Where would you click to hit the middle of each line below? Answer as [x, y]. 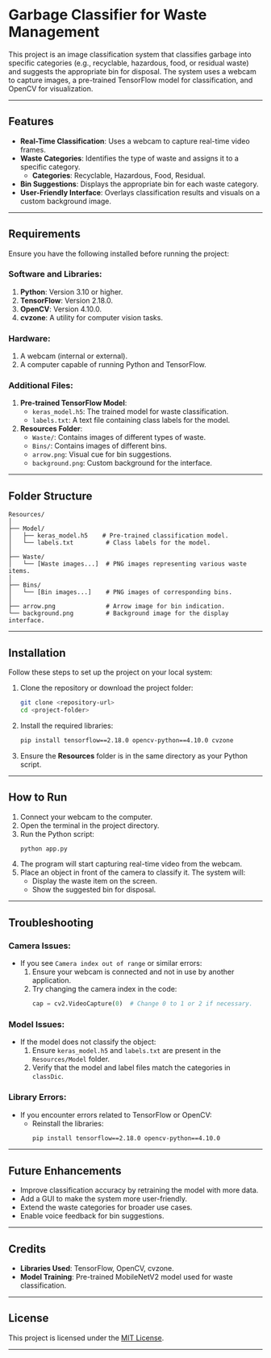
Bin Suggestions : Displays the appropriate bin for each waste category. [140, 184]
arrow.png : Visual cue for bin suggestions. [102, 454]
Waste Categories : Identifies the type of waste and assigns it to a [129, 158]
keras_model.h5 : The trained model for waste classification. [130, 412]
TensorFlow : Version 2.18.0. [67, 300]
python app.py [44, 849]
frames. [33, 149]
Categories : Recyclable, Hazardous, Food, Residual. [119, 175]
